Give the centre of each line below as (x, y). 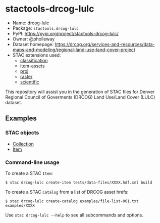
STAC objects (22, 133)
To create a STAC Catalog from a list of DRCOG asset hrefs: (67, 192)
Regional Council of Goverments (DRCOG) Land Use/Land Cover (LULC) (80, 97)
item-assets (32, 66)
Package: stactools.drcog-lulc (46, 28)
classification (34, 60)
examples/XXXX (20, 205)
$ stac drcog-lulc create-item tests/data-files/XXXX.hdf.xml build (79, 183)
